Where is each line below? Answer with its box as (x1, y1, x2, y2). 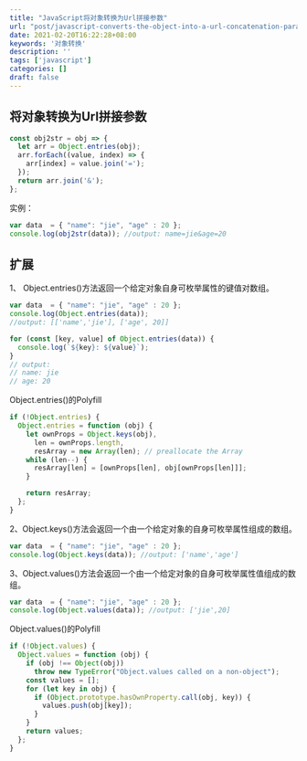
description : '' (9, 48, 71, 57)
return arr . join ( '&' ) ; (17, 175, 104, 185)
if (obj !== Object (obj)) (26, 659, 125, 668)
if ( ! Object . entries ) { (9, 413, 101, 422)
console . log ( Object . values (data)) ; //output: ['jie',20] (9, 606, 231, 615)
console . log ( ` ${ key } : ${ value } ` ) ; (17, 343, 149, 352)
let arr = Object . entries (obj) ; (17, 143, 142, 152)
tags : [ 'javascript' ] (9, 56, 92, 65)
